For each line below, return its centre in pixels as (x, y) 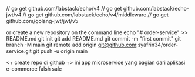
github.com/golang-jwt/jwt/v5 (42, 21)
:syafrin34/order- (157, 45)
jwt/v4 (14, 15)
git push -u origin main (60, 51)
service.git (19, 51)
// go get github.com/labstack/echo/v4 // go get (64, 9)
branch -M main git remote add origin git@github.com (71, 45)
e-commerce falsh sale (34, 69)
